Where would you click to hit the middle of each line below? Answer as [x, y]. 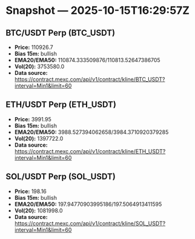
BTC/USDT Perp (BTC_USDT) [61, 33]
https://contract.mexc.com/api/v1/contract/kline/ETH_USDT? [90, 151]
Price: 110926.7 [34, 47]
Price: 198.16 [30, 191]
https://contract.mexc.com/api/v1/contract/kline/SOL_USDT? [90, 223]
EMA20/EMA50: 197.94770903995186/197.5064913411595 [88, 204]
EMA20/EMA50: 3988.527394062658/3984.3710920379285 [91, 132]
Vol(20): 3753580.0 [39, 66]
